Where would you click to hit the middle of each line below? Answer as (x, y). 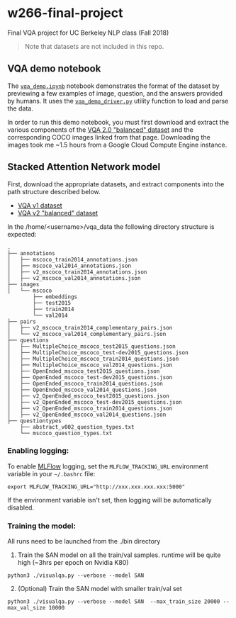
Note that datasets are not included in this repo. (94, 46)
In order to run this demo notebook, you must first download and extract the (118, 122)
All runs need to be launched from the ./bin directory (84, 541)
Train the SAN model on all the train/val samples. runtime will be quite (119, 555)
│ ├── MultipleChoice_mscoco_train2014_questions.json (93, 359)
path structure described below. (54, 191)
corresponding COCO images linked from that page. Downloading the (109, 137)
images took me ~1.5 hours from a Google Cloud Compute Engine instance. (117, 145)
